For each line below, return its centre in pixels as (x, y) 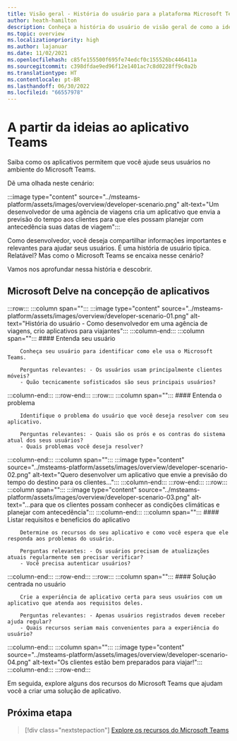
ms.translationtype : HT (42, 73)
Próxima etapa (40, 713)
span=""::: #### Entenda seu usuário (61, 338)
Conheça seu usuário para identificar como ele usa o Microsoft (116, 351)
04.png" (19, 662)
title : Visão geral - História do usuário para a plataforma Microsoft (115, 14)
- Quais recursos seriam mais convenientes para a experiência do (120, 628)
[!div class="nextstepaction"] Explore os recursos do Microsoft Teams (127, 730)
